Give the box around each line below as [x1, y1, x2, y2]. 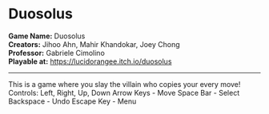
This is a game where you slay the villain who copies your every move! [8, 79, 241, 88]
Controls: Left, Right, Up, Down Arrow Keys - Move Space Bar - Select [8, 88, 240, 97]
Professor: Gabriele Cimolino [8, 48, 106, 57]
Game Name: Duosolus [8, 31, 86, 41]
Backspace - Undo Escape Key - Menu [8, 96, 137, 106]
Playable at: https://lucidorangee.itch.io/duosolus [8, 57, 172, 66]
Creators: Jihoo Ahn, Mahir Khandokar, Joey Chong [8, 39, 180, 49]
